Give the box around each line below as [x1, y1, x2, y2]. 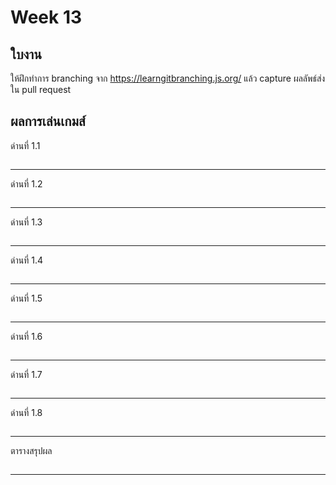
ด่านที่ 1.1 [10, 139, 41, 151]
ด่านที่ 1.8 [10, 406, 43, 418]
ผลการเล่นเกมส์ [10, 113, 86, 130]
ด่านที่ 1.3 [10, 216, 43, 228]
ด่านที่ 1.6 [10, 330, 43, 342]
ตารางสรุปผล [10, 444, 53, 456]
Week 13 [10, 6, 83, 29]
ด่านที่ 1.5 [10, 292, 43, 304]
